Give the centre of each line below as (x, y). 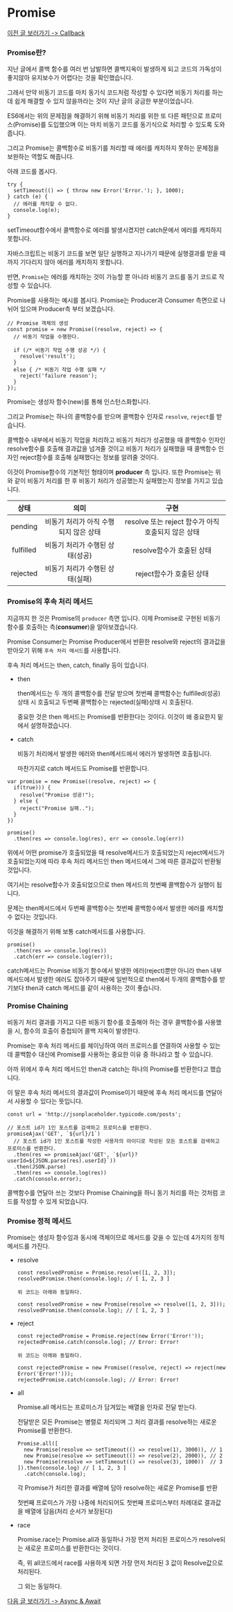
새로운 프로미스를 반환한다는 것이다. (73, 1548)
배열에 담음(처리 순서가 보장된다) (69, 1511)
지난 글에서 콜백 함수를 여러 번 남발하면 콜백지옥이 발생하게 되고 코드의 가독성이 (114, 69)
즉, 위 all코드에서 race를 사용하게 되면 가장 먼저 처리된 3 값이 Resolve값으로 (120, 1563)
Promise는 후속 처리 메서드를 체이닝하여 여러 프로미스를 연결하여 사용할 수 (107, 1046)
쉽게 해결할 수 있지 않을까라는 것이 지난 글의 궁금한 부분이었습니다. (104, 101)
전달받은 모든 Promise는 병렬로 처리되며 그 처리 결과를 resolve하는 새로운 (117, 1422)
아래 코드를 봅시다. (32, 171)
